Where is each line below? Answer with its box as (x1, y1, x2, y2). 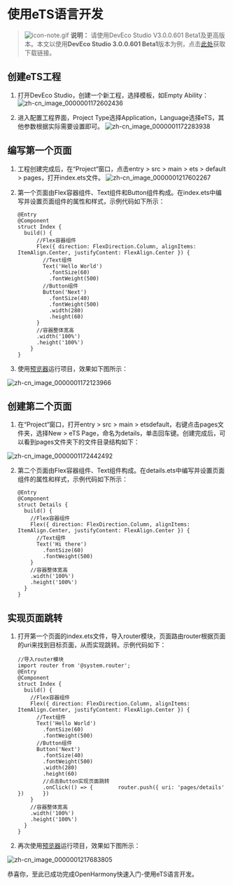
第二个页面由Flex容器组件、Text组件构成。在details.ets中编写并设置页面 (17, 466, 225, 475)
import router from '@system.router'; (17, 662, 131, 670)
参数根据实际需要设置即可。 (23, 122, 104, 130)
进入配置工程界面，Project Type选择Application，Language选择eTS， (17, 113, 218, 121)
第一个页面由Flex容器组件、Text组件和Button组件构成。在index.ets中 (17, 188, 216, 196)
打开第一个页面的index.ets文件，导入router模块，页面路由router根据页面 (17, 632, 226, 640)
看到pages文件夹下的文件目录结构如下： (23, 438, 140, 446)
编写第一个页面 (7, 144, 72, 156)
